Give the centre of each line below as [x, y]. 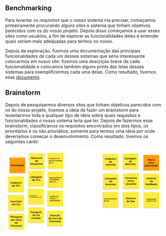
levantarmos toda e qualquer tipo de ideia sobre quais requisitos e [73, 115]
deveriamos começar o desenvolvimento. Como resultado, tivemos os [77, 136]
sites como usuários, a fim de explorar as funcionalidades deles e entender [82, 36]
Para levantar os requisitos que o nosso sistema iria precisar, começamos [81, 20]
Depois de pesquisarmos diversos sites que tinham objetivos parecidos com [83, 105]
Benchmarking [29, 8]
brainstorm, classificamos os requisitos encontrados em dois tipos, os [77, 125]
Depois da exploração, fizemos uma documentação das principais [73, 51]
